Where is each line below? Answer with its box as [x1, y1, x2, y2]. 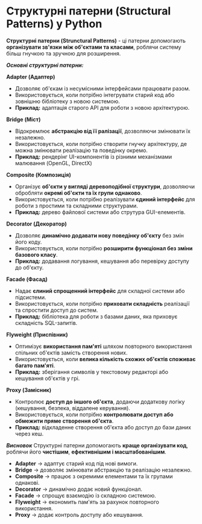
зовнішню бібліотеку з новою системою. [14, 98, 121, 105]
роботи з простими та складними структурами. [14, 202, 139, 209]
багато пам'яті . [14, 362, 55, 369]
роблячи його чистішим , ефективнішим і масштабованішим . [6, 448, 167, 455]
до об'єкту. [14, 264, 44, 271]
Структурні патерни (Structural [6, 4, 171, 18]
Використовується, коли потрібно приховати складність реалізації [14, 300, 190, 307]
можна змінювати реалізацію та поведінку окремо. [14, 147, 148, 154]
